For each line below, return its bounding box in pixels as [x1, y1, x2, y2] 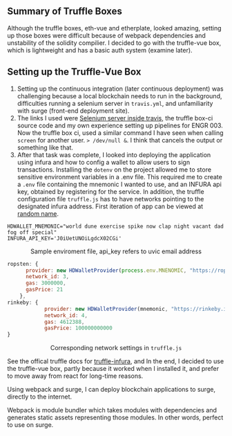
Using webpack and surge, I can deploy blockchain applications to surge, [7, 385, 216, 394]
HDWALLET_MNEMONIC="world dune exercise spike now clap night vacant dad [7, 223, 224, 230]
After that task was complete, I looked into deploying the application [17, 150, 211, 158]
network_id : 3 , [25, 273, 70, 280]
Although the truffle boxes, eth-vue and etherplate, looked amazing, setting [7, 24, 222, 32]
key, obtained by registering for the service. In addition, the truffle [17, 187, 205, 196]
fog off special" [7, 228, 57, 236]
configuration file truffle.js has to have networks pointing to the [17, 194, 204, 203]
